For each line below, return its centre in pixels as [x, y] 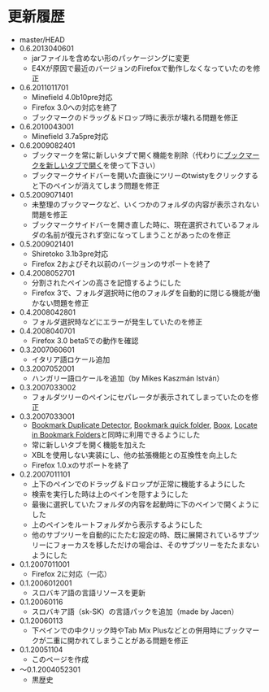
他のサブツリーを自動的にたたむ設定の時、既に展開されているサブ [142, 534]
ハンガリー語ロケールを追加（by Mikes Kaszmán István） [128, 378]
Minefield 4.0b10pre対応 [72, 97]
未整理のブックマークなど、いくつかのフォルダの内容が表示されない [145, 204]
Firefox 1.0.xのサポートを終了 [80, 465]
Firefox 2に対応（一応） [71, 573]
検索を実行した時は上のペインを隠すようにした [110, 494]
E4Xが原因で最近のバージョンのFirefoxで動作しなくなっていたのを [142, 68]
